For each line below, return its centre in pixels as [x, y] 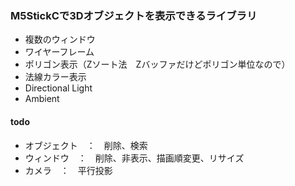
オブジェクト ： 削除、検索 [86, 145]
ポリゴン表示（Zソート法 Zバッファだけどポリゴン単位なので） [157, 64]
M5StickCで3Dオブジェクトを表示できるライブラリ [134, 15]
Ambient [42, 99]
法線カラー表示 [55, 77]
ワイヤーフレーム [59, 52]
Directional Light [58, 88]
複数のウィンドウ [60, 39]
